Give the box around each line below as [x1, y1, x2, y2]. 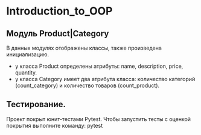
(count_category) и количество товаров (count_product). [14, 82, 160, 89]
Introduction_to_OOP [6, 4, 113, 18]
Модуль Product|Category [6, 28, 109, 39]
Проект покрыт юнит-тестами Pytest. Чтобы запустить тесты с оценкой [6, 115, 191, 122]
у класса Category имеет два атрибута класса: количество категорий [14, 76, 196, 82]
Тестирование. [6, 99, 66, 110]
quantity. [14, 69, 37, 76]
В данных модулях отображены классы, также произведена [6, 44, 162, 51]
